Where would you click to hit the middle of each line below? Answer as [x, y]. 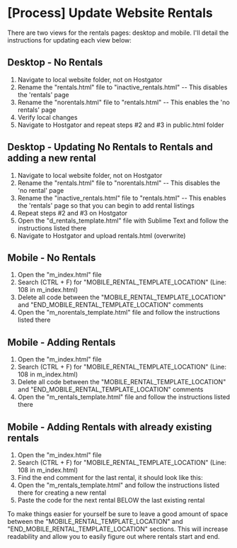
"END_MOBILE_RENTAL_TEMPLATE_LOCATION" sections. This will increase [118, 529]
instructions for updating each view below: [70, 40]
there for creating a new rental [62, 493]
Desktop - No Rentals [55, 63]
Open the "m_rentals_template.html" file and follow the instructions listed [124, 397]
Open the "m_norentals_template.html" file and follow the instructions [119, 313]
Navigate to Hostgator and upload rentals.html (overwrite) [102, 235]
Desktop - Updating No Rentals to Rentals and [110, 147]
